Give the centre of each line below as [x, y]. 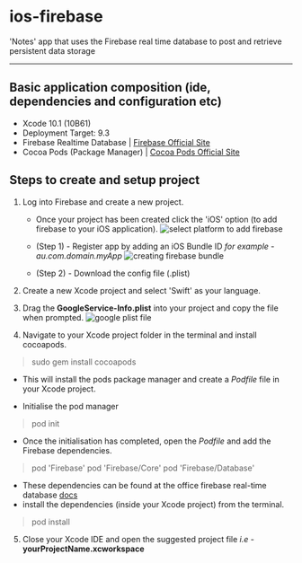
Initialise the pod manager [71, 406]
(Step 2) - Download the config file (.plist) [113, 273]
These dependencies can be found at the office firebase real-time [144, 485]
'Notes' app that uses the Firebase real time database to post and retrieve [146, 41]
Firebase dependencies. [67, 450]
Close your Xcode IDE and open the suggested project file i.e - [138, 539]
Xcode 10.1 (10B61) [57, 123]
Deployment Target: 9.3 [66, 133]
